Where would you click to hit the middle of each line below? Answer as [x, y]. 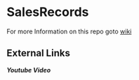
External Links [39, 53]
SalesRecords [48, 12]
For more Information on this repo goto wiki [69, 31]
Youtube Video [29, 70]
